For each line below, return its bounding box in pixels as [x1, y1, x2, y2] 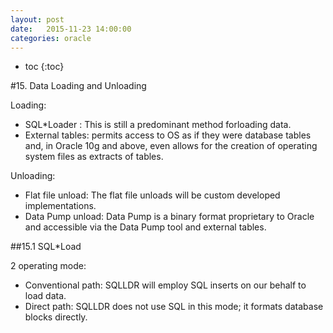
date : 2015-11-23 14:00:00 [10, 24, 132, 34]
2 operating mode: [10, 260, 87, 272]
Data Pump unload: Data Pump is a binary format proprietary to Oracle [24, 211, 315, 223]
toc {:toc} [24, 61, 65, 73]
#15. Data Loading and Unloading [10, 80, 147, 92]
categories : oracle [10, 33, 92, 43]
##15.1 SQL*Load [10, 241, 82, 253]
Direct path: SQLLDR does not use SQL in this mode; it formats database [24, 301, 324, 313]
